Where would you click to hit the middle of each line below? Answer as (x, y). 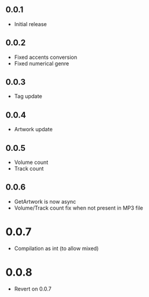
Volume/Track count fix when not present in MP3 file (79, 208)
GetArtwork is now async (45, 201)
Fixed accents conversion (46, 57)
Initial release (30, 24)
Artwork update (33, 129)
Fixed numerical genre (42, 63)
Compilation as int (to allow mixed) (56, 248)
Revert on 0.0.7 (33, 289)
